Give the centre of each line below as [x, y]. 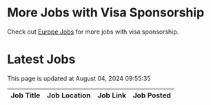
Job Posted [152, 95]
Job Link [112, 95]
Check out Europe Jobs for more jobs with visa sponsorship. [93, 32]
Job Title [26, 95]
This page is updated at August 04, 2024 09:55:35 [79, 78]
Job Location [69, 95]
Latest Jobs [41, 59]
